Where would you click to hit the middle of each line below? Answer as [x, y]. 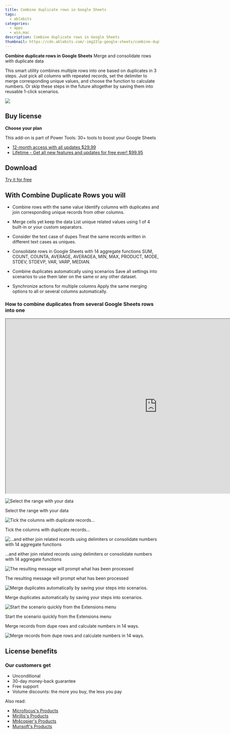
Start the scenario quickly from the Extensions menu [58, 617]
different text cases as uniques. [44, 242]
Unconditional [26, 676]
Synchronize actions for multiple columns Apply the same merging [80, 286]
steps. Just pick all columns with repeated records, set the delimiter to [76, 76]
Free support [25, 686]
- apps [16, 28]
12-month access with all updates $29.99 [54, 147]
